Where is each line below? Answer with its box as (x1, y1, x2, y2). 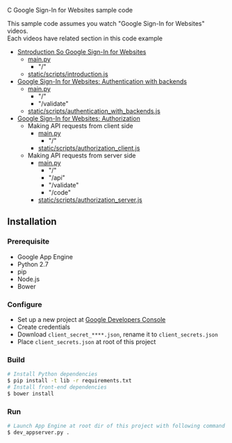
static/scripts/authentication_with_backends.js (27, 107, 161, 115)
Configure (7, 300, 42, 309)
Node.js (17, 274, 40, 283)
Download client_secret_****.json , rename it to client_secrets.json (17, 330, 219, 339)
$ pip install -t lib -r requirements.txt (7, 378, 132, 384)
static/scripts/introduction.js (27, 70, 109, 78)
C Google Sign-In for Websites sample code (7, 6, 133, 14)
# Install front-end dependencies (7, 384, 108, 391)
